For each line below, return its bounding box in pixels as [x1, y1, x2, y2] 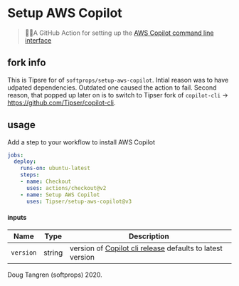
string [43, 248, 63, 258]
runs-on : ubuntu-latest [20, 165, 91, 172]
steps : [20, 171, 40, 179]
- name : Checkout [20, 178, 72, 186]
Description [128, 231, 169, 241]
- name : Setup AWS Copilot [20, 191, 100, 198]
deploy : [14, 158, 37, 165]
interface [24, 36, 52, 44]
